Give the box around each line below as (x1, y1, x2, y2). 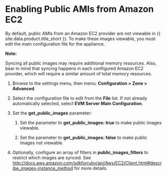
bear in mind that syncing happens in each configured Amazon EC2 (5, 65, 144, 71)
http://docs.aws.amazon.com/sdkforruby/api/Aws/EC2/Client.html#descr (12, 160, 162, 166)
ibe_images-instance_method (12, 165, 73, 171)
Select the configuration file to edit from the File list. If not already (12, 95, 148, 101)
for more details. (74, 165, 108, 171)
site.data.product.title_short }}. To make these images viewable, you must (5, 36, 156, 42)
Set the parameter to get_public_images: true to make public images (19, 119, 162, 125)
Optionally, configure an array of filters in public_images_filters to (12, 149, 149, 155)
